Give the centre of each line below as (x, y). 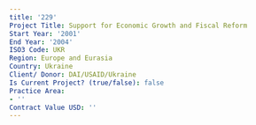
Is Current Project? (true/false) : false (87, 83)
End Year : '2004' (41, 42)
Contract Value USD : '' (53, 107)
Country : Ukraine (41, 67)
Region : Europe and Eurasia (61, 58)
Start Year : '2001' (45, 33)
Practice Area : (37, 91)
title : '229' (33, 17)
